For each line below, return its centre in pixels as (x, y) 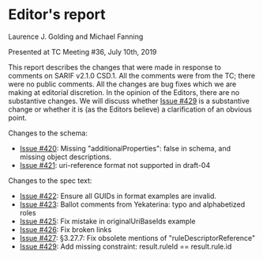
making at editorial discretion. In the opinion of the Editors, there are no (124, 92)
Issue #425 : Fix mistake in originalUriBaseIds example (107, 221)
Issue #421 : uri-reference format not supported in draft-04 (115, 165)
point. (18, 117)
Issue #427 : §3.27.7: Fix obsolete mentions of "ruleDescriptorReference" (137, 238)
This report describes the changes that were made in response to (115, 67)
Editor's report (57, 15)
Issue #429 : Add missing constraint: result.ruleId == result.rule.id (126, 246)
